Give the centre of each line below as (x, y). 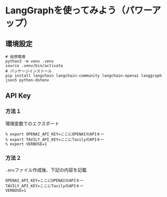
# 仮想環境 (15, 57)
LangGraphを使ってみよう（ (66, 10)
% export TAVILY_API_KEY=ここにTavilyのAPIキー (55, 139)
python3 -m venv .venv (30, 61)
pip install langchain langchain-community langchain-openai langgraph (83, 76)
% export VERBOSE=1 (26, 144)
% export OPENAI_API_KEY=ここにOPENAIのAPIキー (55, 134)
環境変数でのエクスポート (32, 123)
